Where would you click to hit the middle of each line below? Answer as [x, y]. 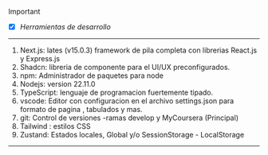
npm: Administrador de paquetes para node [91, 76]
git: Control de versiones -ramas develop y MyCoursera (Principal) [129, 118]
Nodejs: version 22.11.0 [57, 84]
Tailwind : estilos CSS [55, 126]
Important [24, 12]
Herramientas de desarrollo [65, 27]
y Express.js [40, 59]
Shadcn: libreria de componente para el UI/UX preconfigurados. [125, 68]
